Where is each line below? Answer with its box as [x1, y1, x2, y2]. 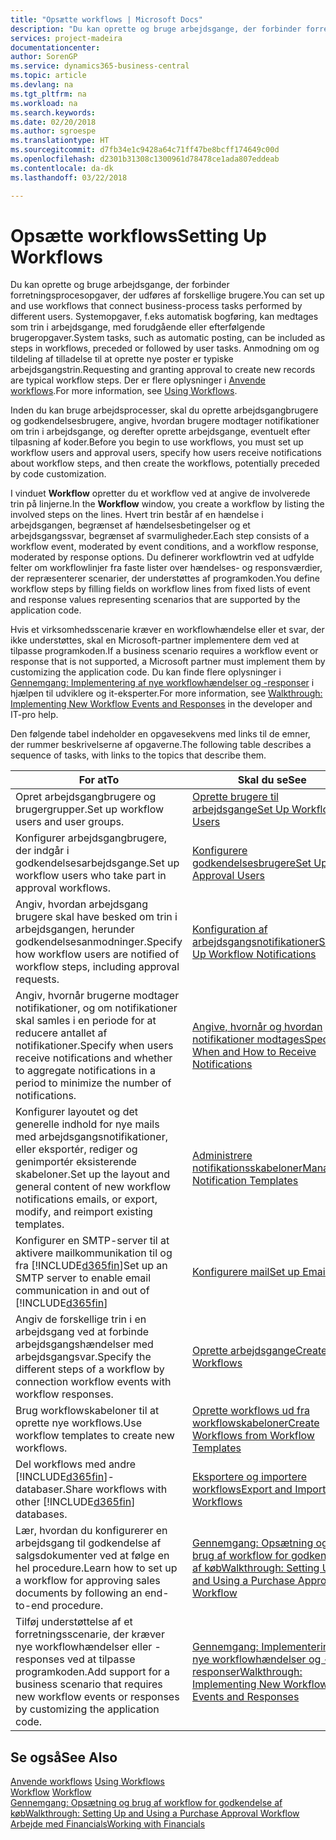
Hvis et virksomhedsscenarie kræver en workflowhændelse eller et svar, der [10, 624, 325, 636]
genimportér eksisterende [15, 1155, 137, 1169]
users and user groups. [15, 815, 125, 829]
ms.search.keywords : [10, 107, 97, 118]
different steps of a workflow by [15, 1362, 165, 1376]
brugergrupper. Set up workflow [15, 802, 165, 816]
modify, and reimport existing [15, 1205, 153, 1219]
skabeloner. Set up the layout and [15, 1167, 171, 1181]
